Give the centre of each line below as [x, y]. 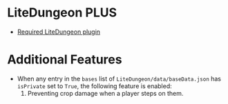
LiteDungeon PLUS [62, 13]
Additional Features [65, 60]
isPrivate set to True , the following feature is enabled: [95, 86]
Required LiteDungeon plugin [59, 32]
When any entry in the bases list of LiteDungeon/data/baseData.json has [119, 79]
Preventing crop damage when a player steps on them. [105, 93]
